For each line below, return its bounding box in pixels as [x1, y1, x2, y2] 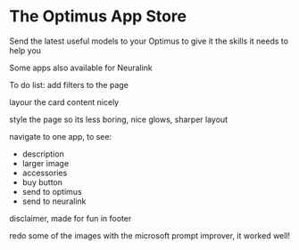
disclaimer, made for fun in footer [9, 213, 132, 223]
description [21, 149, 64, 159]
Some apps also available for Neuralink [9, 62, 154, 73]
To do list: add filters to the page [9, 79, 129, 90]
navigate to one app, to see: [9, 131, 112, 141]
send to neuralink [21, 196, 87, 206]
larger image [21, 157, 70, 168]
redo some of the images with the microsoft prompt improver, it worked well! [9, 230, 291, 241]
